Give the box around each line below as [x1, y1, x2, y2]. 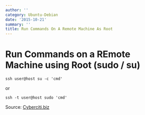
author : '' [5, 7, 29, 13]
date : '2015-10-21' [5, 17, 47, 22]
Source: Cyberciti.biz [5, 104, 50, 110]
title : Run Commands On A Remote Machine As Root [5, 27, 113, 32]
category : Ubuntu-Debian [5, 12, 58, 17]
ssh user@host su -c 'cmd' [5, 76, 63, 82]
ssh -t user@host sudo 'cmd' [5, 95, 67, 100]
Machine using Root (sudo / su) [5, 59, 140, 71]
